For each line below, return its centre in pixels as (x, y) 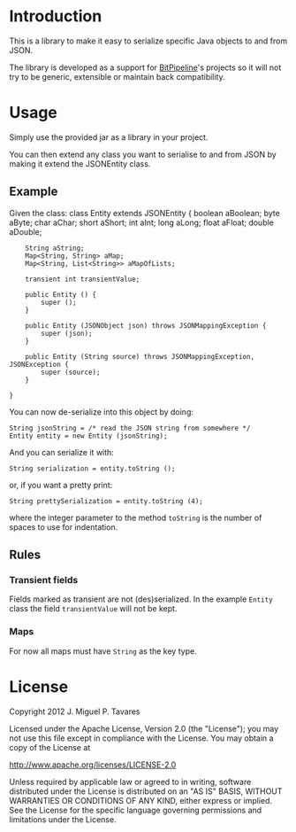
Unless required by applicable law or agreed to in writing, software (130, 781)
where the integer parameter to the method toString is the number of (136, 517)
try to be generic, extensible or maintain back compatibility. (117, 76)
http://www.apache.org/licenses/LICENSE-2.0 (93, 765)
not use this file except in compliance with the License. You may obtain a (141, 738)
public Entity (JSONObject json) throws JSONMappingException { (146, 325)
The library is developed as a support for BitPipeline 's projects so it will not (145, 67)
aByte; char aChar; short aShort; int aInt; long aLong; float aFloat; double (141, 222)
